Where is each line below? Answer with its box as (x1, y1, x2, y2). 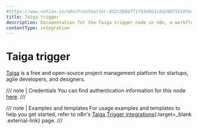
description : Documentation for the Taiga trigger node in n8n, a (6, 19, 173, 25)
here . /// (6, 93, 26, 100)
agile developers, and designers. (6, 76, 85, 83)
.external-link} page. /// (6, 117, 63, 124)
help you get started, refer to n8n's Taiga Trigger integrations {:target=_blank (6, 111, 192, 118)
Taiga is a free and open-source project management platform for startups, (6, 70, 189, 77)
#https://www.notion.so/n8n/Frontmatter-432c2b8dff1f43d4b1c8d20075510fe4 (6, 8, 194, 15)
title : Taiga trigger (6, 14, 60, 20)
